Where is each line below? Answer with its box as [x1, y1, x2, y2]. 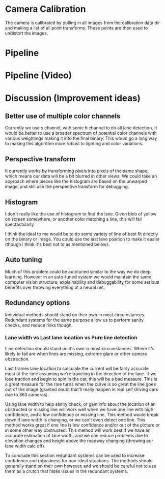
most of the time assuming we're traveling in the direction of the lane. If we [5, 370, 157, 377]
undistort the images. [5, 30, 48, 36]
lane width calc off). [5, 443, 46, 449]
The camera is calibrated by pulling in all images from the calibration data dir [5, 20, 160, 26]
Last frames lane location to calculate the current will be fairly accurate [5, 365, 149, 371]
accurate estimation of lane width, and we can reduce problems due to [5, 432, 148, 438]
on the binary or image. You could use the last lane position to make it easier [5, 236, 160, 242]
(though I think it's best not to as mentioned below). [5, 241, 110, 247]
